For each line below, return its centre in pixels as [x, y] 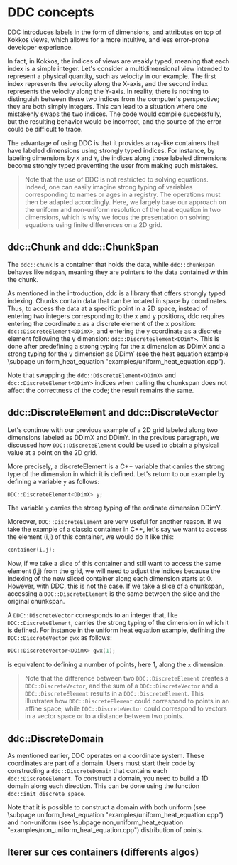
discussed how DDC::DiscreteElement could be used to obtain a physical [113, 445]
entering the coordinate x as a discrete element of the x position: [102, 323]
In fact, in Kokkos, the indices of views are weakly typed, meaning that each [118, 61]
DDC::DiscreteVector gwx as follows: [60, 638]
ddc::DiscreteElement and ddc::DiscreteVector [113, 413]
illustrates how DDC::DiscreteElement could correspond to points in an [127, 701]
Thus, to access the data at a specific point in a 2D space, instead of [108, 308]
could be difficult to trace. [45, 129]
